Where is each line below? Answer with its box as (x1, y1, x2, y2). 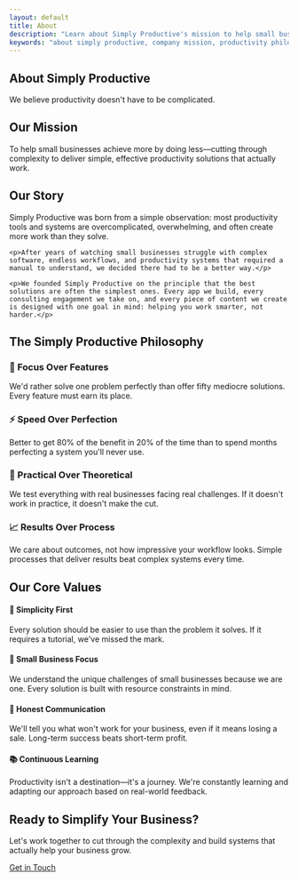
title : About (9, 21, 58, 30)
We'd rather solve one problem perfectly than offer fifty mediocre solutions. (9, 381, 286, 392)
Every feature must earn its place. (9, 390, 133, 401)
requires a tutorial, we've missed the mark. (9, 633, 165, 645)
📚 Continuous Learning (9, 753, 99, 765)
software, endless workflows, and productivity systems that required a (9, 255, 284, 265)
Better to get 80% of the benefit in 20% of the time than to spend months (9, 436, 278, 447)
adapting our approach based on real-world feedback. (9, 786, 208, 797)
